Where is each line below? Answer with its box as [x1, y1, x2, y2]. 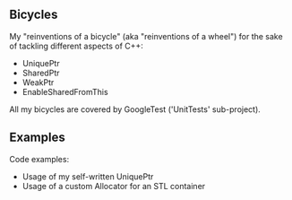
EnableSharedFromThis [21, 86, 109, 97]
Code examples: [9, 153, 70, 164]
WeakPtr [21, 76, 55, 88]
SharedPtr [21, 67, 60, 78]
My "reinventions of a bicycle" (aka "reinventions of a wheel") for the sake [9, 30, 284, 41]
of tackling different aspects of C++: [9, 40, 143, 51]
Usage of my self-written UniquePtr [21, 170, 154, 182]
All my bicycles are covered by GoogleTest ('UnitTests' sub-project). [9, 103, 262, 115]
